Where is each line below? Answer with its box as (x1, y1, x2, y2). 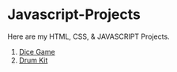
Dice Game (18, 47, 56, 56)
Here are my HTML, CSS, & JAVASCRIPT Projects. (7, 32, 171, 41)
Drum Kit (18, 55, 48, 65)
